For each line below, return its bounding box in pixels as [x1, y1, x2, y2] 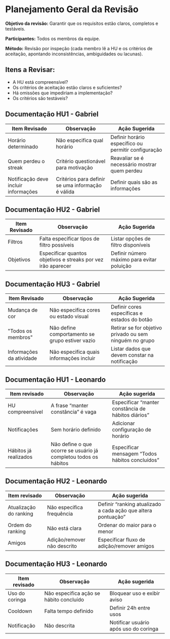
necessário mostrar [110, 161, 157, 168]
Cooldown [8, 608, 32, 615]
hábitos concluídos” [112, 457, 159, 463]
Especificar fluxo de [98, 536, 146, 543]
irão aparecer [39, 262, 72, 270]
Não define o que [51, 441, 92, 448]
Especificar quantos [39, 250, 87, 257]
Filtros [8, 239, 23, 246]
